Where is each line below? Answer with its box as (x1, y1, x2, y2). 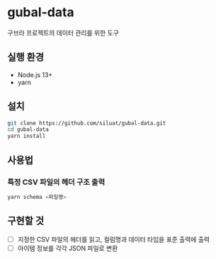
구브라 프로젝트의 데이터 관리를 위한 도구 (7, 28, 119, 37)
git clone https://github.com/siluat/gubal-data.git (7, 120, 166, 127)
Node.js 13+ (17, 70, 53, 79)
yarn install (7, 132, 46, 140)
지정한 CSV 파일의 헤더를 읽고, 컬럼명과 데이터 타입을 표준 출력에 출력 (17, 235, 210, 243)
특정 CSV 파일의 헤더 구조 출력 (7, 177, 105, 187)
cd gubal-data (7, 126, 50, 133)
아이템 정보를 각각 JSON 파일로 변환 (17, 243, 118, 252)
